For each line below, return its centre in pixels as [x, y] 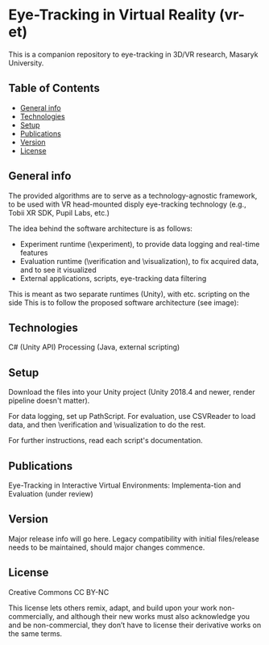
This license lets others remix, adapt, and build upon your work [113, 608]
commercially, [31, 616]
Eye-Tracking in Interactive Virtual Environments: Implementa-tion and [125, 485]
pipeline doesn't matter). [49, 400]
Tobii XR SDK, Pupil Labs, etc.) [59, 212]
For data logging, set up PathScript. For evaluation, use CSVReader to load [132, 417]
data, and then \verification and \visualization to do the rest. [107, 425]
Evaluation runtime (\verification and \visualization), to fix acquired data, [139, 261]
